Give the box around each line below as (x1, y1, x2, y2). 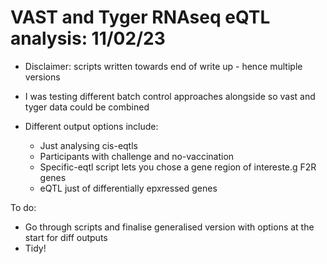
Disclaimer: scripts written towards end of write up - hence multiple (24, 60, 303, 72)
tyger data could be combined (24, 101, 150, 113)
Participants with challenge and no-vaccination (39, 150, 235, 162)
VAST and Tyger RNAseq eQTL (10, 6, 271, 29)
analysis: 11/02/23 (10, 27, 166, 50)
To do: (10, 201, 37, 213)
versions (24, 71, 61, 83)
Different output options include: (24, 120, 159, 132)
